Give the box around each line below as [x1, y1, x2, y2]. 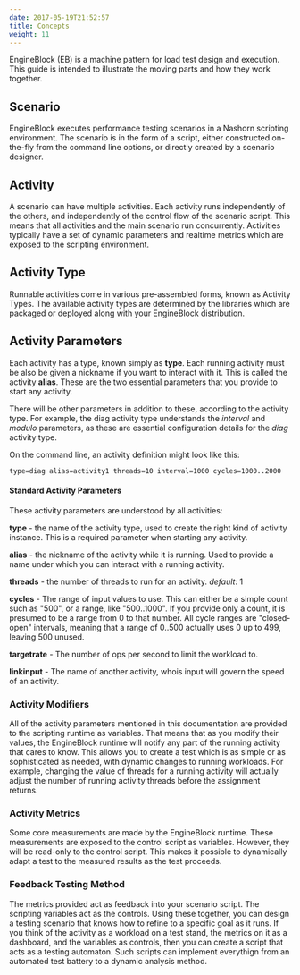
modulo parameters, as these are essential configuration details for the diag [9, 422, 288, 433]
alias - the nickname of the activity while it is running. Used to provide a [9, 549, 274, 560]
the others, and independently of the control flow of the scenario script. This [9, 211, 291, 221]
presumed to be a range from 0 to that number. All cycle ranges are [9, 612, 257, 623]
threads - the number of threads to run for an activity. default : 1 [9, 576, 244, 587]
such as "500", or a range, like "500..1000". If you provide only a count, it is [9, 603, 286, 614]
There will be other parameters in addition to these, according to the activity [9, 403, 289, 414]
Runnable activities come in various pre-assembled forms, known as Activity [9, 288, 291, 300]
